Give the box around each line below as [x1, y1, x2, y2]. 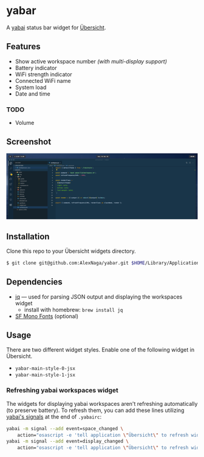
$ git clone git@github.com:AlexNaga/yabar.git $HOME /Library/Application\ [6, 260, 202, 266]
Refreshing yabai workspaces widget [6, 386, 118, 395]
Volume [15, 119, 35, 127]
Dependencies [6, 277, 63, 287]
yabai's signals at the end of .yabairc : [6, 413, 102, 420]
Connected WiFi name [15, 77, 71, 84]
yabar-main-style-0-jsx [15, 366, 76, 372]
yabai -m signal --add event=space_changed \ [6, 425, 123, 431]
